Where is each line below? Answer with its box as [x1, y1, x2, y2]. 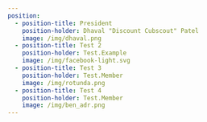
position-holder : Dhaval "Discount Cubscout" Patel [22, 26, 199, 35]
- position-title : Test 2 [14, 42, 102, 50]
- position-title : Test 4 [14, 86, 102, 95]
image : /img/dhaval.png [22, 34, 102, 43]
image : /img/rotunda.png [22, 79, 106, 87]
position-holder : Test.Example [22, 49, 127, 57]
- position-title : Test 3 [14, 64, 102, 72]
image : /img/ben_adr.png [22, 101, 106, 109]
